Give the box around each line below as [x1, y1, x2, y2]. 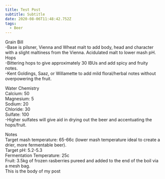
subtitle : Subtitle [5, 12, 45, 17]
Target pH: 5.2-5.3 [5, 147, 43, 153]
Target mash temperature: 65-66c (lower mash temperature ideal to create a [5, 137, 160, 143]
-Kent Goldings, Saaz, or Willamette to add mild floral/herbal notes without [5, 71, 156, 76]
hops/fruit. [5, 122, 27, 128]
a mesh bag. [5, 163, 31, 169]
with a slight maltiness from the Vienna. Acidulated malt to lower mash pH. [5, 50, 156, 56]
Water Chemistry [5, 85, 39, 91]
